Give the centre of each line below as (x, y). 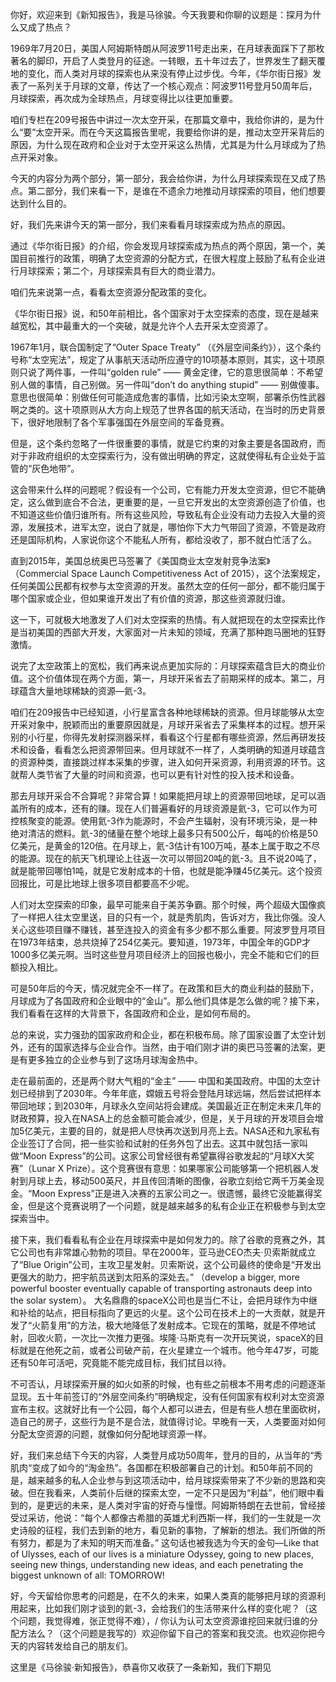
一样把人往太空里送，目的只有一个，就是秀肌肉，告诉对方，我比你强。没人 (172, 917)
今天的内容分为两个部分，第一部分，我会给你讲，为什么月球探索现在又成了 (163, 178)
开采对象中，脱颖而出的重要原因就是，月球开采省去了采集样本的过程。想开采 (168, 724)
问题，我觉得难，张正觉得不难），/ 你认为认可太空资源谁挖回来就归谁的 (164, 1621)
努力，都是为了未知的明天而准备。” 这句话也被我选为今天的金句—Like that (169, 1542)
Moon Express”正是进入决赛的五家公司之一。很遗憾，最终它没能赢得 (172, 1193)
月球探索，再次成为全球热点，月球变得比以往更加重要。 (124, 98)
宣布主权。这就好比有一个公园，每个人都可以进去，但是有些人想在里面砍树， (168, 1409)
